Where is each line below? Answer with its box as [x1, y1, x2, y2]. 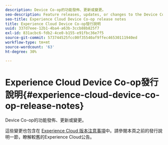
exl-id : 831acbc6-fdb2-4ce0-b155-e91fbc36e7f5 [5, 30, 104, 35]
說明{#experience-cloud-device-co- [5, 89, 160, 100]
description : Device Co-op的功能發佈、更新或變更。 [5, 7, 106, 12]
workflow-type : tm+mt [5, 40, 50, 45]
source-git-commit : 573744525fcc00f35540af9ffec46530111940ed [5, 35, 137, 40]
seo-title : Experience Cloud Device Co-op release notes [5, 16, 126, 21]
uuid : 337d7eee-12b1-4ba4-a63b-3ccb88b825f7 [5, 26, 99, 31]
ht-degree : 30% [5, 49, 37, 54]
